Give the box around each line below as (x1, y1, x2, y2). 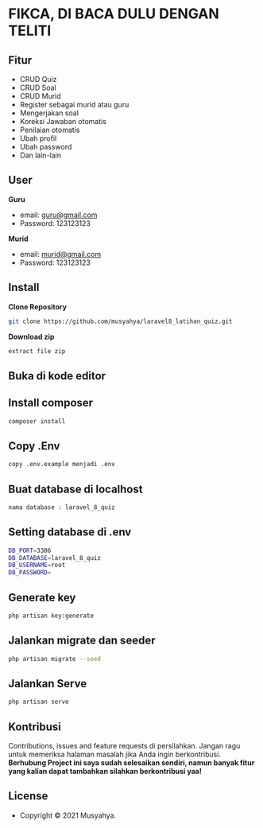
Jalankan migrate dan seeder (8, 634, 156, 647)
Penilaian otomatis (19, 125, 80, 134)
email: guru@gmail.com (19, 210, 98, 220)
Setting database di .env (8, 526, 132, 539)
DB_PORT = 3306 (8, 546, 52, 554)
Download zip (8, 332, 55, 341)
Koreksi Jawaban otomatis (19, 117, 107, 126)
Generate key (8, 590, 76, 604)
